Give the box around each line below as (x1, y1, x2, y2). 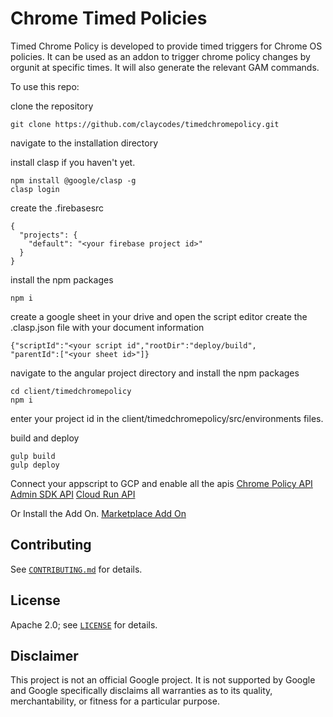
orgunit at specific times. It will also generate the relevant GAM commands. (10, 61, 320, 73)
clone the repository (10, 100, 94, 112)
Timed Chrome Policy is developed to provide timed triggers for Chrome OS (10, 40, 323, 52)
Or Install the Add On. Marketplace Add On (10, 507, 187, 519)
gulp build (10, 451, 56, 461)
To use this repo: (10, 80, 80, 92)
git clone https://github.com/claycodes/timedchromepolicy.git (10, 119, 280, 129)
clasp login (10, 184, 60, 194)
